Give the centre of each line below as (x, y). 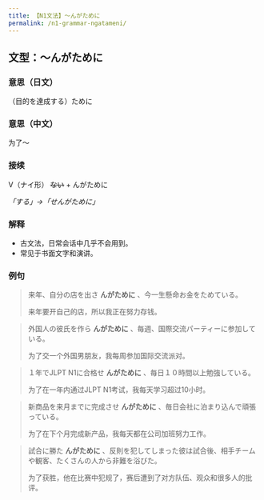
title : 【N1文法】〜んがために (54, 16)
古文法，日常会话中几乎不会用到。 (76, 243)
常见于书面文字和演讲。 (58, 254)
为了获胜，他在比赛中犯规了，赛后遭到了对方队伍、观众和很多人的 (136, 478)
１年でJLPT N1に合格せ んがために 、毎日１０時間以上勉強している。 (142, 373)
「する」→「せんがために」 (54, 202)
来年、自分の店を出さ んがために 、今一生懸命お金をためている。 (135, 295)
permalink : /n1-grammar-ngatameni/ (68, 23)
